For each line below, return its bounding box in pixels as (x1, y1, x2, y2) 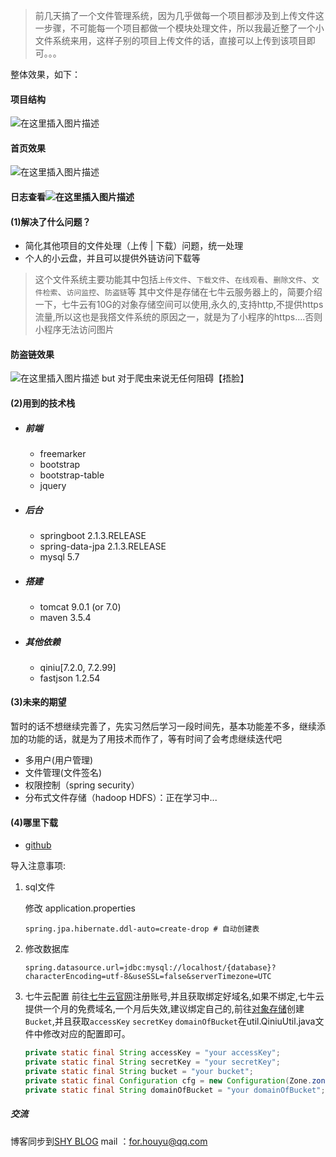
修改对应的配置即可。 (42, 1028, 131, 1040)
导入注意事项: (10, 860, 67, 872)
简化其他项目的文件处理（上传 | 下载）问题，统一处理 (24, 240, 244, 252)
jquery (39, 479, 67, 491)
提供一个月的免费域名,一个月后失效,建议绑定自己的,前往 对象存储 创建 (24, 1003, 305, 1015)
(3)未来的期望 (10, 696, 67, 708)
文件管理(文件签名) (24, 767, 103, 779)
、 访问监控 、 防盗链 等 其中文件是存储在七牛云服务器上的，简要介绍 (57, 286, 323, 298)
